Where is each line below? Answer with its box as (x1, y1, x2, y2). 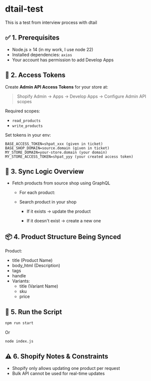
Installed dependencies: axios (12, 52, 72, 57)
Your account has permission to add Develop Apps (12, 57, 114, 63)
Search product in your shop (19, 199, 77, 205)
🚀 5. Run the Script (5, 308, 62, 316)
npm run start (5, 321, 34, 326)
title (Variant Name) (19, 283, 58, 289)
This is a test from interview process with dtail (5, 19, 97, 25)
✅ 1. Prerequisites (5, 34, 60, 42)
